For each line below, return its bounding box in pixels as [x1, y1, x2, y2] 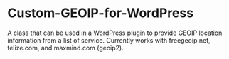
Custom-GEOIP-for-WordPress [7, 5, 194, 21]
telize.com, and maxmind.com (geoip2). [7, 43, 124, 52]
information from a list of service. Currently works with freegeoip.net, [7, 36, 211, 44]
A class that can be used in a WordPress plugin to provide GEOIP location [7, 28, 223, 37]
